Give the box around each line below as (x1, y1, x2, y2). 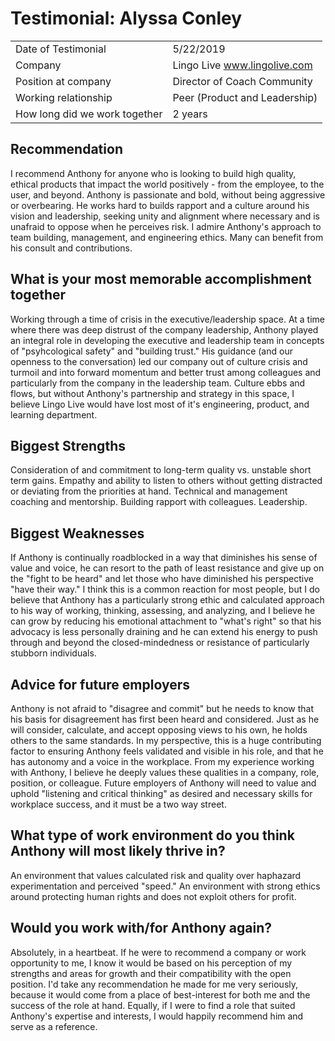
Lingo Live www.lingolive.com (172, 58, 313, 72)
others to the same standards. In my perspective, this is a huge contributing (10, 735, 322, 746)
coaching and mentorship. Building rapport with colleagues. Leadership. (10, 496, 308, 508)
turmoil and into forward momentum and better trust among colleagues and (10, 366, 322, 378)
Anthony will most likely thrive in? (10, 843, 226, 860)
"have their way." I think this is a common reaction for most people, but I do (10, 583, 320, 596)
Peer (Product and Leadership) (172, 90, 318, 104)
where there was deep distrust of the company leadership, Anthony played (10, 323, 319, 336)
